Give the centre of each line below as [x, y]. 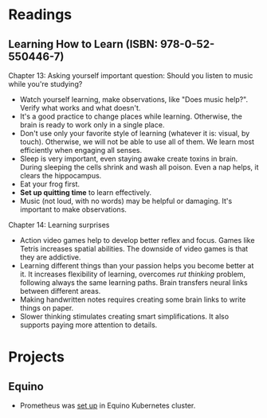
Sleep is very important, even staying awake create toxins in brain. [129, 158]
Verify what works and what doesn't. [80, 108]
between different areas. [60, 291]
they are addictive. [50, 257]
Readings [40, 15]
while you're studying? [45, 84]
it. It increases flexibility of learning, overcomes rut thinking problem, [132, 274]
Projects [37, 357]
